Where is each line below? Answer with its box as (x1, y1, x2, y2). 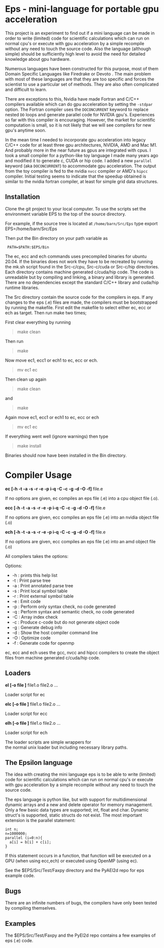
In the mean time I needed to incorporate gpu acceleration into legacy (5, 136, 146, 143)
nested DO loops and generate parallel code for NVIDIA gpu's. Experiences (5, 111, 155, 117)
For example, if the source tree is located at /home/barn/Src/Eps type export (5, 220, 158, 226)
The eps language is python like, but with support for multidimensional (5, 796, 147, 803)
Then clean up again (5, 376, 47, 382)
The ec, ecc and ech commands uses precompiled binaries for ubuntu (5, 253, 147, 259)
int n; (5, 827, 19, 832)
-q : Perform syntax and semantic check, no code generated (12, 608, 135, 614)
